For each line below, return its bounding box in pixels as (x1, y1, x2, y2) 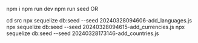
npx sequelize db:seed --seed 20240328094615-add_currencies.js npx (6, 24, 185, 30)
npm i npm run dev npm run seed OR (6, 5, 99, 12)
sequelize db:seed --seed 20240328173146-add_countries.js (6, 30, 159, 37)
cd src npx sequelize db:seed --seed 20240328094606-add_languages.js (6, 17, 193, 24)
